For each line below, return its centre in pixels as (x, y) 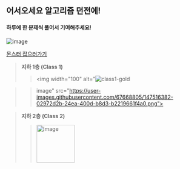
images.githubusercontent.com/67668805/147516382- (105, 97)
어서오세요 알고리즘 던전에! (54, 11)
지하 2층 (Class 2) (43, 116)
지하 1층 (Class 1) (42, 67)
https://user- (85, 90)
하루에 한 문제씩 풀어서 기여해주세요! (49, 27)
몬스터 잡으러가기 (27, 54)
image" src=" (53, 90)
